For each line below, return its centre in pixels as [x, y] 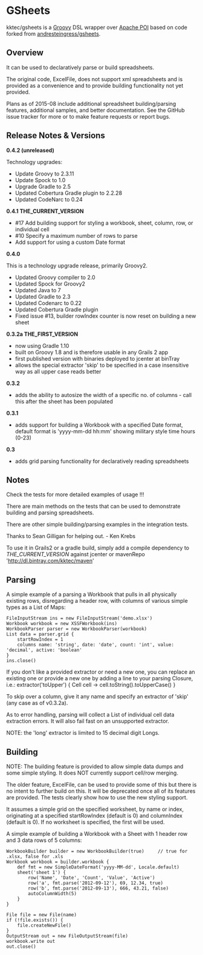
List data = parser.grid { [40, 634]
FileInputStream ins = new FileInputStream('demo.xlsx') [79, 619]
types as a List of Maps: [36, 607]
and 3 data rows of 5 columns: [44, 840]
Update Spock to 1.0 [40, 180]
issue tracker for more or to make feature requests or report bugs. [89, 116]
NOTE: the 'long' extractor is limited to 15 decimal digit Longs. [83, 733]
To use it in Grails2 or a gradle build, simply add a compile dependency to [98, 548]
